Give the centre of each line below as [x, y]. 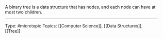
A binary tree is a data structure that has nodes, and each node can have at [80, 7]
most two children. [24, 12]
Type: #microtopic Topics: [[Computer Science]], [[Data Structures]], [74, 26]
